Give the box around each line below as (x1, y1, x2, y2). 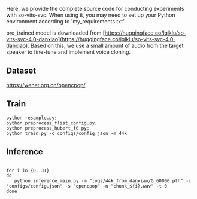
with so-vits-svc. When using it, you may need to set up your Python (6, 11, 175, 19)
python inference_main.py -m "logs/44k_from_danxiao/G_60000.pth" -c (14, 178, 192, 184)
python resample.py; (6, 115, 58, 121)
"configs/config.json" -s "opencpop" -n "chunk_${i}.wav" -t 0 (6, 183, 168, 189)
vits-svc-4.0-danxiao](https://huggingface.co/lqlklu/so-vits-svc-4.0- (6, 36, 176, 42)
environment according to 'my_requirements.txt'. (6, 18, 126, 25)
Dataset (6, 66, 37, 76)
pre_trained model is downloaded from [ (6, 29, 105, 36)
